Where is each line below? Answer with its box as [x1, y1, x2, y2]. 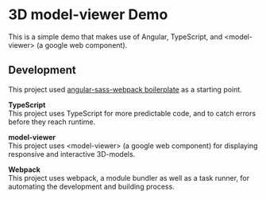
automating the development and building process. [8, 181, 175, 191]
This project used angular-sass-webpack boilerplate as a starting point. [8, 84, 242, 94]
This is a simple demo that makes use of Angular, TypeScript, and [8, 32, 223, 41]
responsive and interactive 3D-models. [8, 149, 136, 158]
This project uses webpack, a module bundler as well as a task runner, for [8, 173, 250, 182]
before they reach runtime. [8, 117, 96, 127]
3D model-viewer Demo [8, 6, 168, 24]
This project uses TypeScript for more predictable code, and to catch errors [8, 108, 256, 118]
